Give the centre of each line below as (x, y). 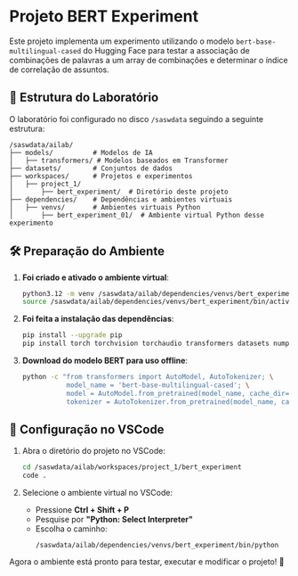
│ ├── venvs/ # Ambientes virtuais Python (105, 207)
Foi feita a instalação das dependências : (98, 319)
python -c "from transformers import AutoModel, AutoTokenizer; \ (148, 377)
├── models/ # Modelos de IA (81, 152)
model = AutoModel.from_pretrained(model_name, (156, 393)
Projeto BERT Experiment (104, 16)
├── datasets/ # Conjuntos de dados (91, 168)
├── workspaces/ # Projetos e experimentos (101, 176)
